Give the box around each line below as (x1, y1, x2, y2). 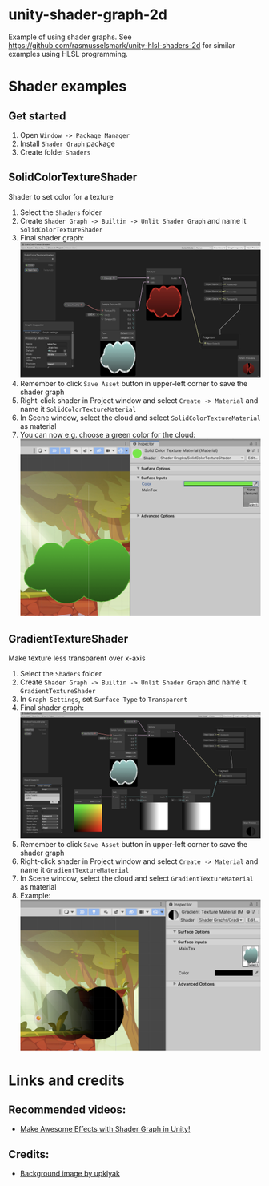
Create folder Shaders (19, 147, 91, 157)
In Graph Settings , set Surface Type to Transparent (19, 695, 188, 704)
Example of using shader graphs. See (8, 32, 132, 42)
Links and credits (8, 1071, 126, 1089)
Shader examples (8, 78, 127, 95)
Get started (8, 109, 66, 123)
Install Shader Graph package (19, 139, 116, 148)
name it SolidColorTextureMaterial (19, 405, 137, 414)
